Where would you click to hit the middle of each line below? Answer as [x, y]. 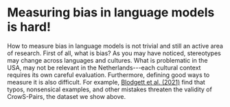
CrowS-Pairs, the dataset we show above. [66, 96]
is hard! [29, 27]
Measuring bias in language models [111, 13]
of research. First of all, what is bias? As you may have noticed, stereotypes [114, 53]
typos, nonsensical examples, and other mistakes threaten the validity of [110, 89]
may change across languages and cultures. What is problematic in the [107, 60]
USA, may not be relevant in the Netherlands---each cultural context [104, 67]
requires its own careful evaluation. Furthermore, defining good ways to [108, 75]
